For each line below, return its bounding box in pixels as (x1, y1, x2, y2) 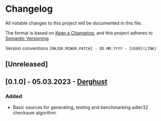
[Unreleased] (5, 60, 48, 69)
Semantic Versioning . (5, 35, 50, 41)
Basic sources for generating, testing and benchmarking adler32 (12, 104, 149, 110)
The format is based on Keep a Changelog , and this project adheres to (5, 30, 153, 36)
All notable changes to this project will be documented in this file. (5, 20, 143, 26)
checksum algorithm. (12, 110, 57, 116)
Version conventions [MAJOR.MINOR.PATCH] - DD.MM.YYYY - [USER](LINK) (5, 45, 157, 51)
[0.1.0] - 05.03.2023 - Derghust (5, 77, 108, 86)
